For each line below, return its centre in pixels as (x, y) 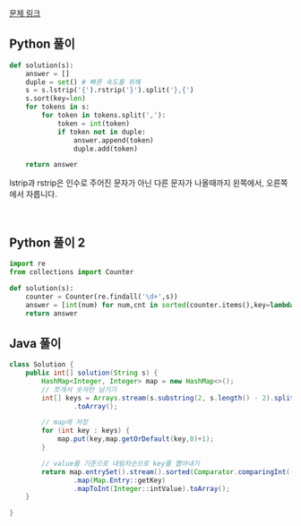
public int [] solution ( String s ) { (92, 373)
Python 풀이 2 (47, 242)
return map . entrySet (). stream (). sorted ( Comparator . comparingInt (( (168, 472)
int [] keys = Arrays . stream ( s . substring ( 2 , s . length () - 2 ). (158, 398)
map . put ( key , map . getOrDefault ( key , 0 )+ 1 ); (136, 439)
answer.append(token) (113, 140)
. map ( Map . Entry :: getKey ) (120, 480)
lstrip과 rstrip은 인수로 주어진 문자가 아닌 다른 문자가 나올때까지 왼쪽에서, (137, 183)
